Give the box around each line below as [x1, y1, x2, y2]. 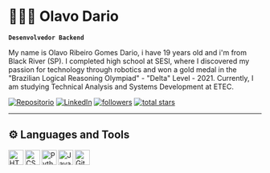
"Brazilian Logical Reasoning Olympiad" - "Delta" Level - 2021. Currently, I [8, 73, 254, 82]
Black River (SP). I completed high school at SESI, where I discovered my [8, 56, 250, 66]
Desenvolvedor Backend [8, 34, 84, 42]
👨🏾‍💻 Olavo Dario [8, 7, 119, 26]
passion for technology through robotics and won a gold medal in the [8, 64, 237, 74]
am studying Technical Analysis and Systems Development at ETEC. [8, 82, 235, 91]
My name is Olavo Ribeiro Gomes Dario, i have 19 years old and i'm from [8, 47, 247, 57]
